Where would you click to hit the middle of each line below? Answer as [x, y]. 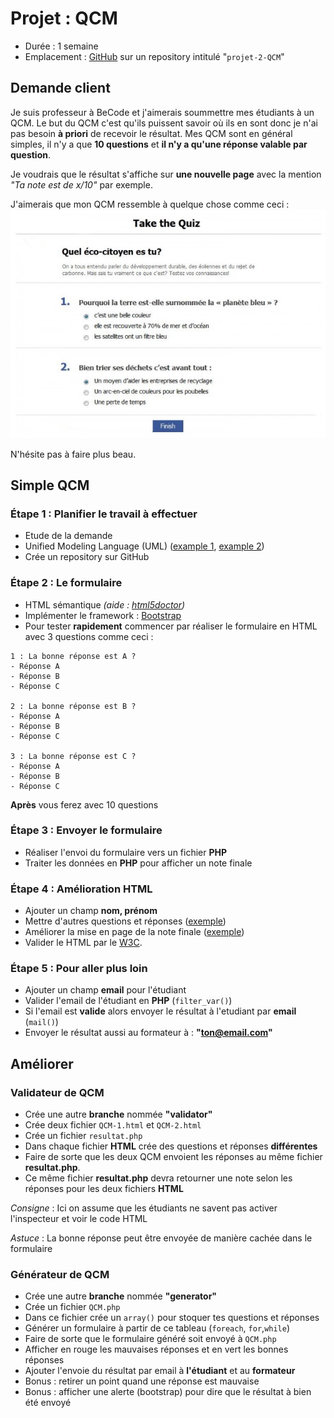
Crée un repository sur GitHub [87, 557]
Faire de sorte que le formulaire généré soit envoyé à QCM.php [150, 1339]
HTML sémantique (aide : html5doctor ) [105, 604]
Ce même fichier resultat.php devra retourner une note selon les [158, 1178]
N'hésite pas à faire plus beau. [73, 454]
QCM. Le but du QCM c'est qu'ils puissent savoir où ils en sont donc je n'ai [164, 123]
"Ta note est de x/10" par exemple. [81, 184]
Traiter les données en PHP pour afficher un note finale [138, 863]
